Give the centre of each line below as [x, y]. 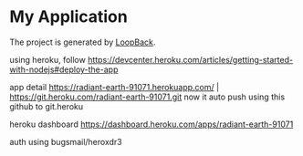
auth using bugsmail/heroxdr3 [66, 141]
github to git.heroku [47, 106]
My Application [68, 17]
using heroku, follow [48, 59]
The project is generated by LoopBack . [83, 42]
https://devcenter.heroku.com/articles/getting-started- [191, 59]
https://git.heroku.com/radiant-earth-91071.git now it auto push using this [147, 97]
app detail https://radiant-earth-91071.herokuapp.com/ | [115, 87]
